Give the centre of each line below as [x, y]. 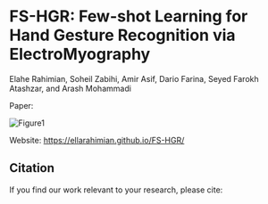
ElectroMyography [80, 54]
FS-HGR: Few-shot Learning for [129, 16]
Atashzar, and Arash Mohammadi [71, 88]
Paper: [21, 105]
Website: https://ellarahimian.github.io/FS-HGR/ [97, 140]
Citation [32, 168]
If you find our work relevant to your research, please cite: [116, 190]
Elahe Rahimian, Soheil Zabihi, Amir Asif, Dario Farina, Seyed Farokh [134, 78]
